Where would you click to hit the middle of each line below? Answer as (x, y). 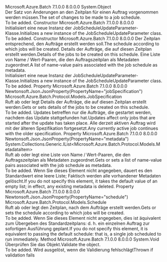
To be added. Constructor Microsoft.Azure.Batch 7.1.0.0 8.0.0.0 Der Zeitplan (83, 39)
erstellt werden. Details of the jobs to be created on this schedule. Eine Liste (83, 54)
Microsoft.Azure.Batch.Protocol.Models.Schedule (56, 202)
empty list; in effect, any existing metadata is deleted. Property (70, 186)
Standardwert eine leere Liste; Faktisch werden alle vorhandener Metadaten (83, 176)
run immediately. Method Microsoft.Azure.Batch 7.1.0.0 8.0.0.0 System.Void (82, 239)
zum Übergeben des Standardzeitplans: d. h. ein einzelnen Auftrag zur (78, 223)
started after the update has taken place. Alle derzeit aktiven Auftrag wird (81, 123)
